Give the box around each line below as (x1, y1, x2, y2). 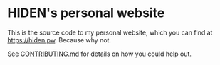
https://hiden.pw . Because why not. (7, 35, 112, 44)
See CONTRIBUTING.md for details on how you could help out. (7, 49, 192, 58)
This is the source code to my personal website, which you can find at (7, 28, 213, 37)
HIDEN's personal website (7, 5, 165, 21)
